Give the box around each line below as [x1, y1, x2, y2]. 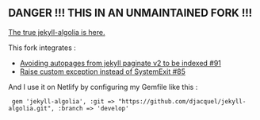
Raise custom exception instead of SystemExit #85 [19, 67, 186, 76]
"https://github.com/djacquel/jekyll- [117, 97, 247, 106]
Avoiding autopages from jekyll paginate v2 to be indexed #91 [19, 58, 222, 68]
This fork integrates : [8, 43, 77, 52]
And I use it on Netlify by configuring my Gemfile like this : [8, 82, 198, 91]
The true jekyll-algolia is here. [8, 27, 105, 37]
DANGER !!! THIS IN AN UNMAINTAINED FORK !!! [8, 6, 253, 20]
